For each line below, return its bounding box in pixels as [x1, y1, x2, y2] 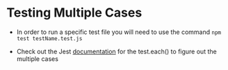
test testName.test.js [16, 35, 83, 42]
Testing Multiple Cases [6, 5, 142, 21]
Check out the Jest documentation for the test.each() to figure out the [16, 47, 217, 55]
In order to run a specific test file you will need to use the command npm [16, 28, 222, 36]
